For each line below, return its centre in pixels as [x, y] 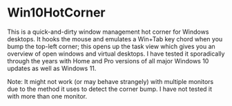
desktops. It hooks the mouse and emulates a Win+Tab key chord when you [115, 39]
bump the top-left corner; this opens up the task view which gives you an [111, 46]
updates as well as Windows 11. [52, 68]
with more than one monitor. [47, 96]
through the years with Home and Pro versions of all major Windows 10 [108, 61]
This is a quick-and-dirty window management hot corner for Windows [108, 32]
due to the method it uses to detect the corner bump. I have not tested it [110, 89]
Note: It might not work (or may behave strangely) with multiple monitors [110, 81]
